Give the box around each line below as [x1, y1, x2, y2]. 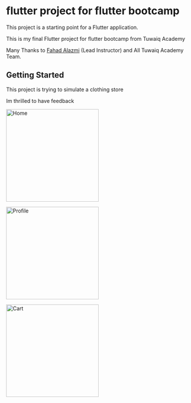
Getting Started [6, 70, 64, 80]
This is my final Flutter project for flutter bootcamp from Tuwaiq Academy [6, 35, 185, 42]
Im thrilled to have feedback [6, 97, 75, 104]
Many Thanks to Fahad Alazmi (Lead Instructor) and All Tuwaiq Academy [6, 46, 184, 54]
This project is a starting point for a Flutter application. [6, 24, 138, 31]
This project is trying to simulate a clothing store [6, 86, 124, 93]
